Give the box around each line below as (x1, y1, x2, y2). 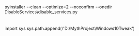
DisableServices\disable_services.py (4, 9, 78, 15)
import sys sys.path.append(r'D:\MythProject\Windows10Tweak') (4, 26, 135, 31)
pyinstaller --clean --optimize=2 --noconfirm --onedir (4, 4, 112, 9)
